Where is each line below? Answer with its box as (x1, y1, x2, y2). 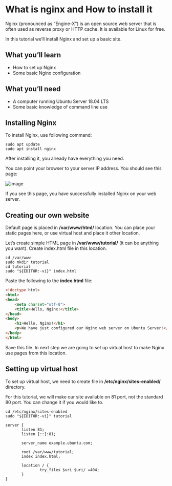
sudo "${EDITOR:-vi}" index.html (5, 269, 77, 274)
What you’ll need (5, 84, 61, 93)
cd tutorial (5, 264, 31, 269)
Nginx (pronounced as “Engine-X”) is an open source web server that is (5, 20, 157, 27)
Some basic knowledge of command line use (12, 103, 108, 110)
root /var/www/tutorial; (21, 449, 74, 454)
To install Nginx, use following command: (5, 132, 92, 138)
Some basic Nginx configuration (12, 70, 81, 76)
